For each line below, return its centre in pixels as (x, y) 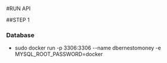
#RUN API (18, 9)
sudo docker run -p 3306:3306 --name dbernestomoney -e (88, 48)
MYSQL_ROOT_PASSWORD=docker (59, 54)
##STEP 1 (18, 20)
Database (20, 35)
